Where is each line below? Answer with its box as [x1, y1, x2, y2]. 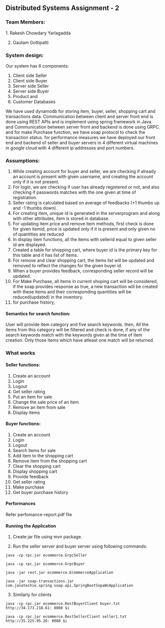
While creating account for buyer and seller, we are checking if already [12, 169, 156, 174]
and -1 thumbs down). [12, 205, 57, 211]
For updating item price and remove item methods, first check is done [12, 221, 154, 227]
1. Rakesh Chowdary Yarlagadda [5, 30, 71, 36]
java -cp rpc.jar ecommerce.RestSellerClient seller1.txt [5, 614, 127, 619]
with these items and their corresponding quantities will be [12, 289, 132, 295]
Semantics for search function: [5, 311, 71, 316]
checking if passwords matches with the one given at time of [12, 189, 137, 195]
